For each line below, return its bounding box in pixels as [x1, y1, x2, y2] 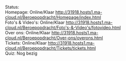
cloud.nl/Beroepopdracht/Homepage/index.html [5, 15, 101, 20]
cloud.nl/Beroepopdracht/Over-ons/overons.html [5, 35, 103, 41]
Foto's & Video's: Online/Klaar [5, 19, 65, 25]
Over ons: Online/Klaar [5, 30, 51, 35]
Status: [5, 4, 19, 10]
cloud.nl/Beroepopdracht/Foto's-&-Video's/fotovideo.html [5, 25, 121, 30]
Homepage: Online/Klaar [5, 9, 54, 15]
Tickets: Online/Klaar [5, 40, 47, 46]
